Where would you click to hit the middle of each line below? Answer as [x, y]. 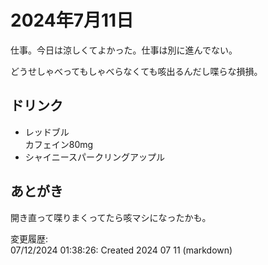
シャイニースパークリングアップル [95, 157]
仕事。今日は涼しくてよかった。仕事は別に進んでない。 [124, 50]
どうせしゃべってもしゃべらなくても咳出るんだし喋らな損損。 [136, 71]
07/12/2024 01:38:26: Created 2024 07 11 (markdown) [121, 250]
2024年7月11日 [72, 20]
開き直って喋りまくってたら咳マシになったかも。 [111, 217]
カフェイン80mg [59, 144]
